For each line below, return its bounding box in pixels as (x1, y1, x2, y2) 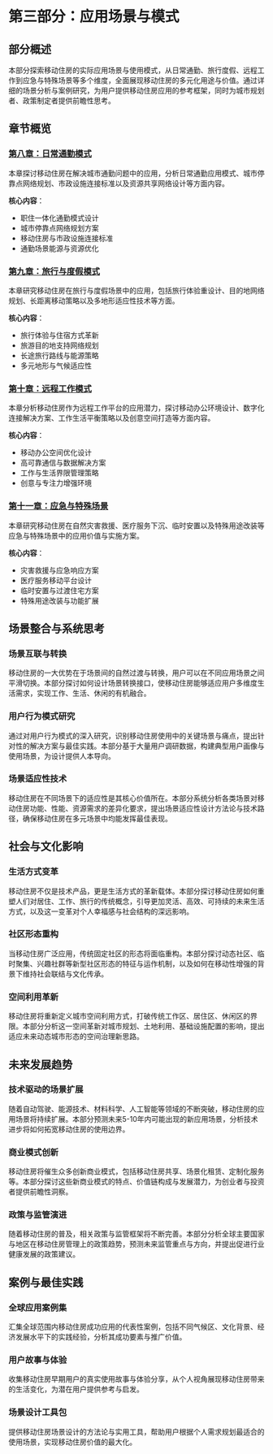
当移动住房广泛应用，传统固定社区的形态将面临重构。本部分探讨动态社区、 (8, 948, 258, 959)
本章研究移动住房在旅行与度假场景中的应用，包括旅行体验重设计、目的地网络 (8, 285, 265, 295)
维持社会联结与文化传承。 (22, 968, 108, 979)
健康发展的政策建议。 (8, 1249, 80, 1259)
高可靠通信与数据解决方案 (19, 458, 106, 468)
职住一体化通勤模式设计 (19, 213, 99, 223)
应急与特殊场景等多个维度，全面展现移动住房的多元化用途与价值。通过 (22, 76, 258, 85)
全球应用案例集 (8, 1301, 67, 1313)
